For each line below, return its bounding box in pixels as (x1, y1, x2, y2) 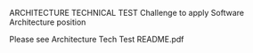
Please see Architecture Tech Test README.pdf (9, 34, 184, 44)
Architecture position (9, 17, 86, 27)
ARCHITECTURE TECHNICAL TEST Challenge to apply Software (9, 8, 245, 18)
